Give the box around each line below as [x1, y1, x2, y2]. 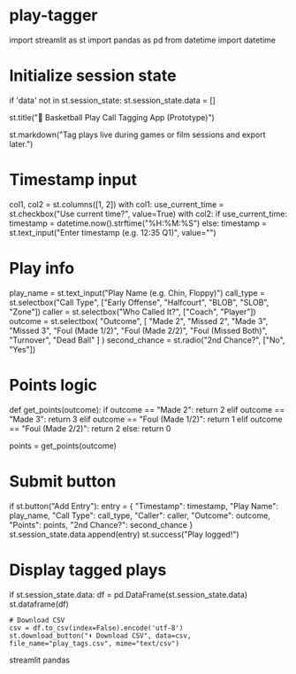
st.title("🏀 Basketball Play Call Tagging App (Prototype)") [9, 112, 215, 122]
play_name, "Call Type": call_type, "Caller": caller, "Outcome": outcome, [9, 510, 271, 521]
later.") [9, 138, 34, 149]
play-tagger [9, 5, 98, 26]
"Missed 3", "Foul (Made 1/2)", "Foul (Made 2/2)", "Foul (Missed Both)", [9, 325, 268, 336]
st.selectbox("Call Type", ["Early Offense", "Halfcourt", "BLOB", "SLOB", [9, 297, 269, 307]
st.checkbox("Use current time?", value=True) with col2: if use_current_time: [9, 208, 287, 219]
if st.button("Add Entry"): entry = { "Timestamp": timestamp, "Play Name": [9, 500, 278, 511]
